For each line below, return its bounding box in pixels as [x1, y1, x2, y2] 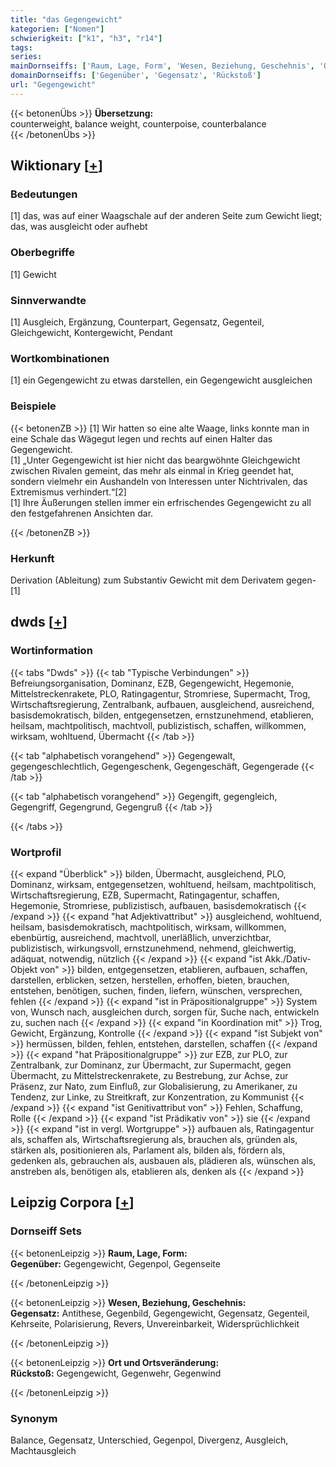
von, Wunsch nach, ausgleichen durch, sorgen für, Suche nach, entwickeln [10, 1006, 320, 1018]
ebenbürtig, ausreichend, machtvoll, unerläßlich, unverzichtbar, [10, 931, 272, 943]
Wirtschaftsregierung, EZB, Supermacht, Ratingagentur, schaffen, [10, 889, 280, 901]
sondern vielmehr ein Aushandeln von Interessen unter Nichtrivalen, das [10, 475, 308, 487]
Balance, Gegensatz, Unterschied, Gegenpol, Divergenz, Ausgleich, [10, 1434, 289, 1446]
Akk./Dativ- [264, 952, 312, 965]
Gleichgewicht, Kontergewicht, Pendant [10, 327, 173, 339]
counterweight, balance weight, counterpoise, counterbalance [10, 117, 267, 130]
